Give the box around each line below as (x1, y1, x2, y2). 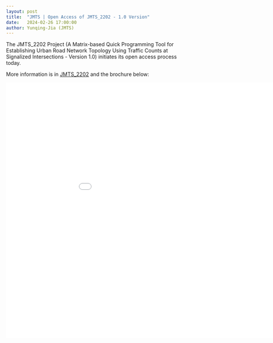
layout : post (6, 8, 38, 15)
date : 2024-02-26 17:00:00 (6, 19, 77, 25)
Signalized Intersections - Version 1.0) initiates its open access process (6, 53, 177, 60)
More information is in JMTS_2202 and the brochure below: (6, 71, 150, 78)
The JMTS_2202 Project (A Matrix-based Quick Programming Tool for (6, 41, 174, 48)
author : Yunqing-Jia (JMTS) (6, 25, 75, 31)
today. (6, 60, 22, 67)
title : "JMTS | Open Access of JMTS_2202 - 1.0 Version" (6, 14, 150, 20)
